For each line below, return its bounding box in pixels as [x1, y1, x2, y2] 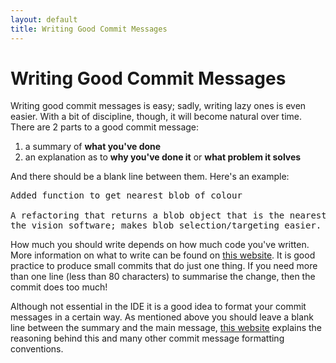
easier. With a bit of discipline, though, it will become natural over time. [10, 111, 303, 123]
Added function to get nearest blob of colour [10, 190, 243, 201]
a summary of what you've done [24, 141, 162, 153]
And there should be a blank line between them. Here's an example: [10, 171, 290, 183]
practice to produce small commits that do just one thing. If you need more [10, 260, 318, 272]
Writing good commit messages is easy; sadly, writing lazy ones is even [10, 100, 307, 112]
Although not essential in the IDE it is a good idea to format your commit [10, 301, 307, 313]
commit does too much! [10, 281, 108, 293]
